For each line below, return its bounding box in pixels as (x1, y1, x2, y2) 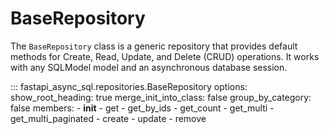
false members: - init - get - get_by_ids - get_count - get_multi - (10, 102, 275, 114)
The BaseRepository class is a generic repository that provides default (10, 40, 298, 52)
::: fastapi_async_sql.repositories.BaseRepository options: (10, 80, 248, 92)
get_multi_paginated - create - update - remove (10, 112, 207, 124)
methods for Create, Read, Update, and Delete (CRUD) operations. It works (10, 50, 320, 62)
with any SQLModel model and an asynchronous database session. (10, 61, 288, 73)
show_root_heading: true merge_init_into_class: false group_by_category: (10, 91, 312, 103)
